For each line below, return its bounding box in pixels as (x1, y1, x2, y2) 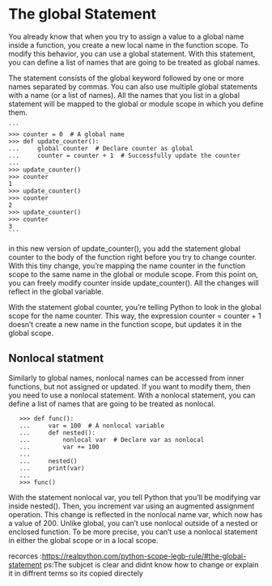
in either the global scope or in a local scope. (8, 535, 159, 545)
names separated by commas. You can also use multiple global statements (8, 82, 257, 91)
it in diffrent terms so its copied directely (8, 568, 143, 578)
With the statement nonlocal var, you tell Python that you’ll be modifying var (8, 492, 261, 502)
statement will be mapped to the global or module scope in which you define (8, 99, 264, 108)
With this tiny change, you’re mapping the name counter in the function (8, 261, 246, 270)
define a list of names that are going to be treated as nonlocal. (8, 398, 216, 409)
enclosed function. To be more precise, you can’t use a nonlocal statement (8, 527, 258, 537)
